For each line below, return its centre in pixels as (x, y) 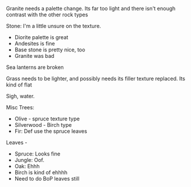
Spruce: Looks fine (37, 154)
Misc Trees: (20, 107)
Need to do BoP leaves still (47, 179)
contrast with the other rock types (47, 15)
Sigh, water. (21, 96)
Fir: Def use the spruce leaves (51, 131)
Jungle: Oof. (29, 160)
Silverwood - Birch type (43, 125)
